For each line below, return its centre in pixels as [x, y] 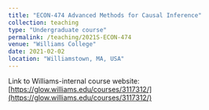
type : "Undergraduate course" [58, 30]
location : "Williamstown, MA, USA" [66, 59]
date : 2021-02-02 [37, 51]
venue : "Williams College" [52, 44]
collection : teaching [44, 23]
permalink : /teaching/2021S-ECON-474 [70, 37]
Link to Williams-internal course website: [74, 81]
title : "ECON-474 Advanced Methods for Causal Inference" [105, 15]
